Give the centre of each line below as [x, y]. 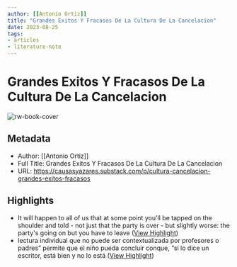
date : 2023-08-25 [33, 27]
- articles [23, 40]
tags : [15, 34]
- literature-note [34, 47]
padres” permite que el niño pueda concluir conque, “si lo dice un [113, 248]
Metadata [29, 139]
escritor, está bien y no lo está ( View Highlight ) [86, 255]
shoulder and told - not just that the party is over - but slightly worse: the [123, 225]
